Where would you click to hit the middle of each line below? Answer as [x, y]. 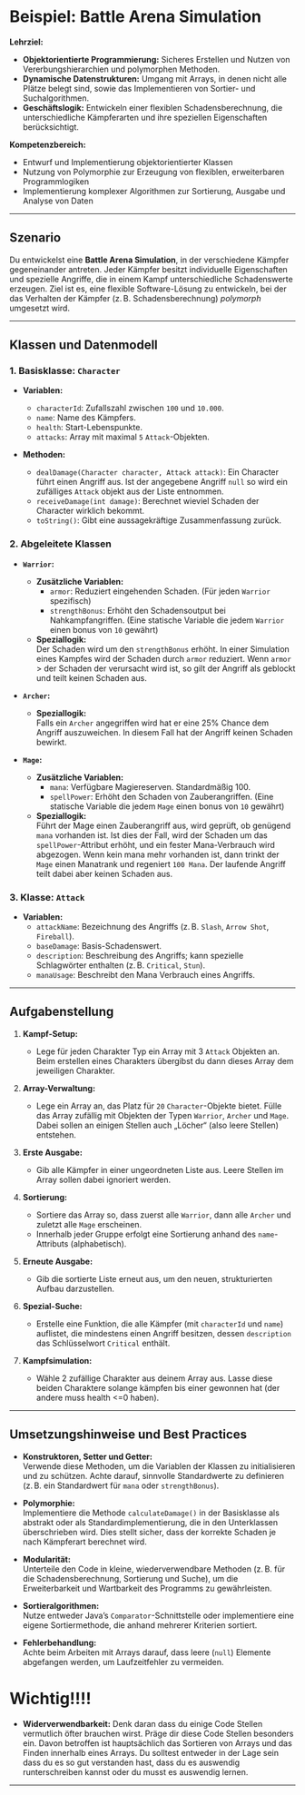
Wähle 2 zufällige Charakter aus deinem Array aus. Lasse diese [154, 1378]
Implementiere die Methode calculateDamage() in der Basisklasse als [151, 1513]
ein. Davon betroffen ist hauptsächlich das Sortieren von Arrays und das [157, 1743]
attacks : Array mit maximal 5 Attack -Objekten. [123, 437]
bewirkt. [51, 742]
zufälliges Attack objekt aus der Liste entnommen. [130, 491]
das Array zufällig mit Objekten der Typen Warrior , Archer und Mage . [162, 1115]
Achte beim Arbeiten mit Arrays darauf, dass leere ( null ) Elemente [147, 1652]
